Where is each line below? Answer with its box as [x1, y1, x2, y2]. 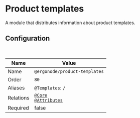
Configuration [5, 34, 50, 43]
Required [8, 104, 29, 111]
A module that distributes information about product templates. [5, 20, 135, 26]
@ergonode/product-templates [34, 68, 104, 74]
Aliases [8, 84, 25, 91]
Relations [8, 94, 30, 101]
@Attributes [34, 97, 63, 103]
